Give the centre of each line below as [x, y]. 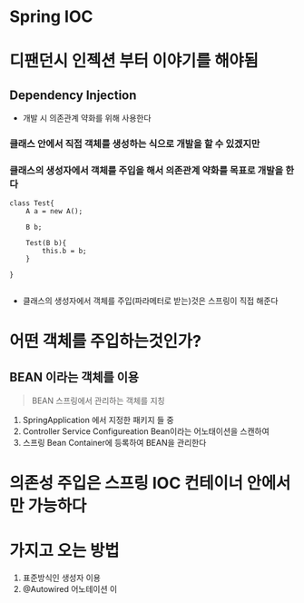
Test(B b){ [46, 243]
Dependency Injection [73, 95]
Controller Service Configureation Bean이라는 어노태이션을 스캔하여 [146, 431]
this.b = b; [65, 252]
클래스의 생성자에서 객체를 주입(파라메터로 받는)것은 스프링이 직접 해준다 [150, 301]
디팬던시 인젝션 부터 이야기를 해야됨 [134, 61]
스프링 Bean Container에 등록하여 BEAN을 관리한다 [114, 443]
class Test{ [32, 203]
